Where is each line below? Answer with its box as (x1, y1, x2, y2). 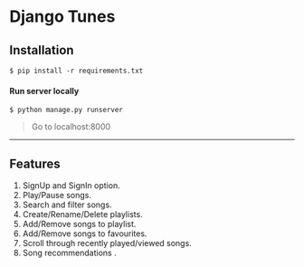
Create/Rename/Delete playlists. (22, 209, 143, 220)
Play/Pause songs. (22, 190, 92, 201)
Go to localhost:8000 (31, 121, 111, 132)
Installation (9, 43, 74, 58)
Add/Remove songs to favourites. (22, 228, 147, 239)
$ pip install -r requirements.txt (9, 66, 144, 75)
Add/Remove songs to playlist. (22, 219, 137, 230)
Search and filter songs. (22, 199, 112, 210)
